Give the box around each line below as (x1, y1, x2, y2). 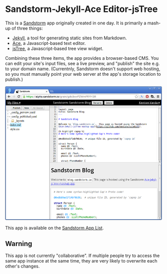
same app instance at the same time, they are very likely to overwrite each (5, 258, 158, 264)
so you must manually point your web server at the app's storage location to (5, 71, 161, 77)
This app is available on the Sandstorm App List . (5, 225, 104, 231)
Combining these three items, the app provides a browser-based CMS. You (5, 55, 159, 61)
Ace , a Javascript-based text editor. (12, 40, 86, 46)
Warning (5, 239, 32, 248)
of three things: (11, 25, 43, 31)
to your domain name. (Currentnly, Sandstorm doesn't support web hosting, (5, 66, 161, 72)
